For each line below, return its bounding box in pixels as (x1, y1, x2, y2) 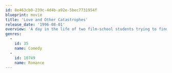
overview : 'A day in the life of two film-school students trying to (5, 27, 157, 32)
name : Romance (14, 60, 45, 65)
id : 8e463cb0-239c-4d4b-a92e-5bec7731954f (5, 7, 97, 13)
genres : (5, 31, 22, 36)
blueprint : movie (5, 12, 42, 17)
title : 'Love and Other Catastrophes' (5, 17, 88, 22)
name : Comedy (14, 46, 42, 51)
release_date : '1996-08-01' (5, 22, 66, 27)
